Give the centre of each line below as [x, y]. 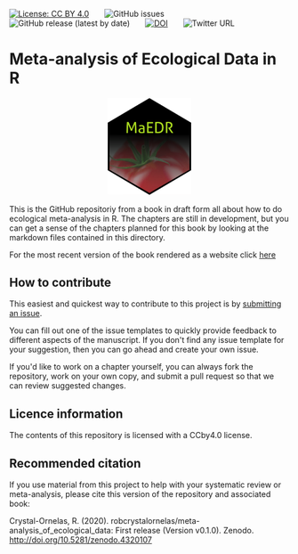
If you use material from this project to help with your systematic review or [145, 485]
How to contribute [60, 283]
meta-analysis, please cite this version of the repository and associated [140, 494]
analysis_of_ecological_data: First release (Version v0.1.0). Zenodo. [132, 531]
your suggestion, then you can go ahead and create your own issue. [134, 350]
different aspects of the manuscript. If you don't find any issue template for [147, 340]
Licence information [66, 414]
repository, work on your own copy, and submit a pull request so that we [141, 376]
